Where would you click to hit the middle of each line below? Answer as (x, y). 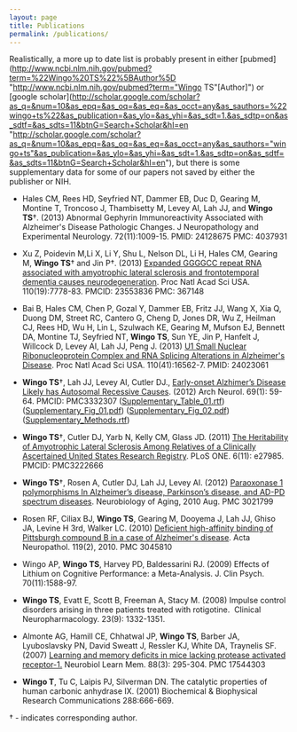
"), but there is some (203, 163)
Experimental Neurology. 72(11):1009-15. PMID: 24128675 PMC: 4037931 (155, 237)
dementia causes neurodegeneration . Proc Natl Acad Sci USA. (136, 282)
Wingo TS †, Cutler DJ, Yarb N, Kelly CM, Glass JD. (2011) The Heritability (155, 437)
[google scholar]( (41, 97)
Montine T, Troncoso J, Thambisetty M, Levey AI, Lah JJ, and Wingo (147, 209)
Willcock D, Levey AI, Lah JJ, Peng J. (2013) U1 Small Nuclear (134, 346)
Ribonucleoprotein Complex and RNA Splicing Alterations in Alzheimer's (153, 356)
